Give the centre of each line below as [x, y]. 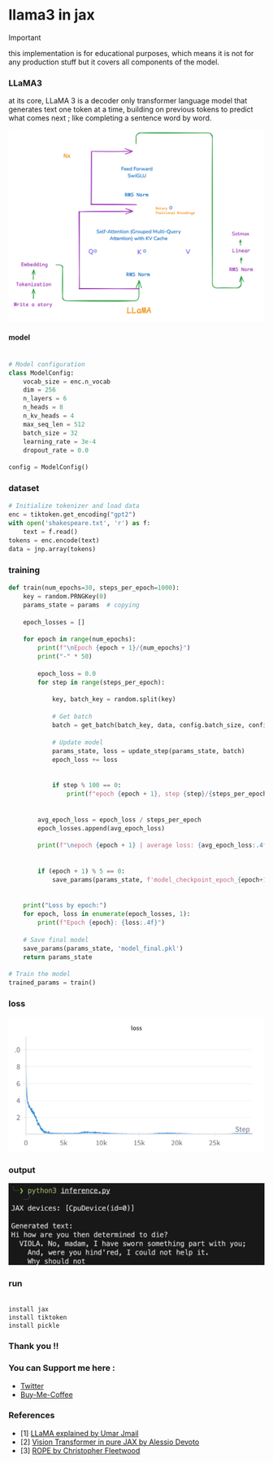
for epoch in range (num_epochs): [80, 640]
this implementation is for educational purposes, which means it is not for [131, 53]
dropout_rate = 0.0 [56, 450]
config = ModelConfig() [49, 467]
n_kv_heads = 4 [49, 416]
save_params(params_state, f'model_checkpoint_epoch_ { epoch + [158, 880]
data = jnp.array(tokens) [52, 549]
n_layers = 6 [45, 399]
